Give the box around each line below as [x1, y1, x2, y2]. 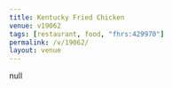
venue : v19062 [9, 21, 62, 30]
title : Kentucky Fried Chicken [9, 12, 125, 22]
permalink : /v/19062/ [9, 37, 90, 47]
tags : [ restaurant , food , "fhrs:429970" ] [9, 29, 165, 38]
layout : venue [9, 46, 62, 55]
